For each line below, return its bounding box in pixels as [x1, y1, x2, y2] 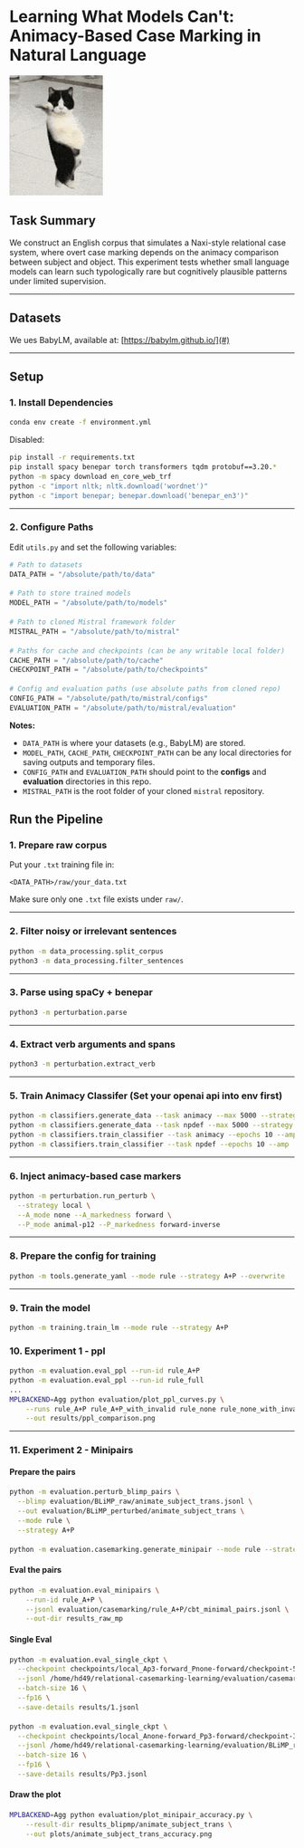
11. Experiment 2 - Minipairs [9, 1444, 134, 1457]
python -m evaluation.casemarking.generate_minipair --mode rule [9, 1545, 261, 1554]
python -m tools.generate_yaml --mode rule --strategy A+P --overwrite [9, 1271, 285, 1280]
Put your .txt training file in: [9, 859, 115, 870]
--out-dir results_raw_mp [25, 1614, 124, 1623]
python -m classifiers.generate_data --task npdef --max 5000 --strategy [9, 1121, 294, 1130]
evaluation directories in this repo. [22, 776, 152, 787]
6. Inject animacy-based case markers [9, 1170, 182, 1183]
